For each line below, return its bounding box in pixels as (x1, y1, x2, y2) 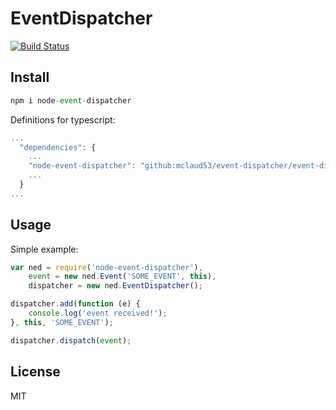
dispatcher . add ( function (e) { (10, 299, 141, 309)
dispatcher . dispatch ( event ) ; (10, 335, 132, 346)
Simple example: (10, 243, 79, 255)
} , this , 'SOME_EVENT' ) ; (10, 317, 114, 327)
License (10, 363, 61, 381)
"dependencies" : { (19, 142, 97, 152)
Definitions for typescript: (10, 113, 116, 126)
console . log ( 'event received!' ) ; (28, 308, 168, 319)
